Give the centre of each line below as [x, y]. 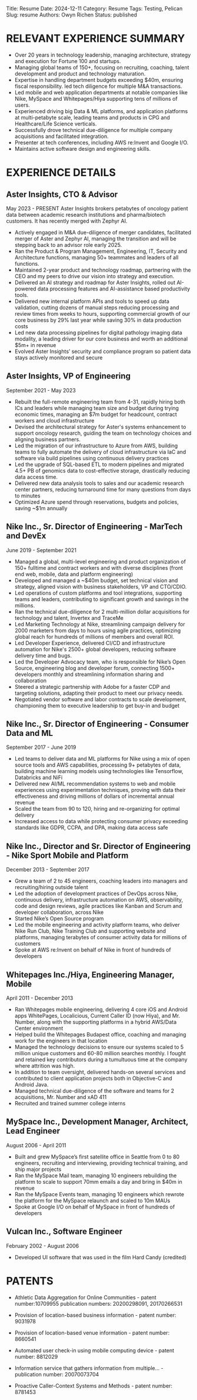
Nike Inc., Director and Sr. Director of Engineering [98, 846]
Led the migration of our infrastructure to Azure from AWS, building [96, 445]
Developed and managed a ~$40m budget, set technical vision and [96, 580]
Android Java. [31, 1084]
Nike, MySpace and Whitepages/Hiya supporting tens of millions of [96, 98]
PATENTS [30, 1281]
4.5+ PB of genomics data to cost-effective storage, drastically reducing [102, 470]
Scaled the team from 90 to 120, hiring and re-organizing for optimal [97, 809]
